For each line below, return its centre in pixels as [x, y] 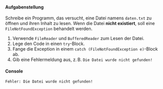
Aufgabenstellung [25, 7]
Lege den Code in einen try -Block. [49, 44]
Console [14, 71]
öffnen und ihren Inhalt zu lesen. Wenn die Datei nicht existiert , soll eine [80, 23]
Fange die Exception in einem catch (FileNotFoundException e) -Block [85, 49]
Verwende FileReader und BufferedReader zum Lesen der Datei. [78, 38]
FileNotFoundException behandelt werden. [49, 29]
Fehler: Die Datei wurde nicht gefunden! [49, 82]
